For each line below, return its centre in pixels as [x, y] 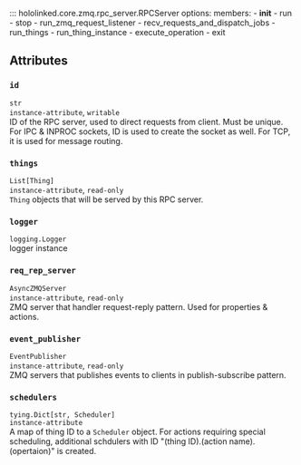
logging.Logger [38, 239]
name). [242, 441]
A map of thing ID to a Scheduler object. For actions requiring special [137, 432]
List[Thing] [32, 180]
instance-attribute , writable [65, 111]
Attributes [39, 61]
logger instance [39, 248]
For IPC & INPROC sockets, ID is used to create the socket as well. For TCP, [150, 131]
